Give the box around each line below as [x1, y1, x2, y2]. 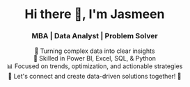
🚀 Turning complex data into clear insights [34, 47, 155, 55]
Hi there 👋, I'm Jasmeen [24, 6, 165, 22]
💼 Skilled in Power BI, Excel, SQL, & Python [33, 54, 157, 63]
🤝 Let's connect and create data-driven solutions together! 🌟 [8, 72, 182, 81]
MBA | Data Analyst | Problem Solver [31, 31, 158, 41]
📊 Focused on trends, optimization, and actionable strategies [6, 62, 183, 70]
